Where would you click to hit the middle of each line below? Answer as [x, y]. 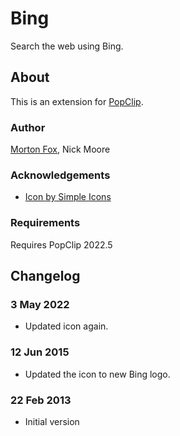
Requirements [45, 223]
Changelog [45, 276]
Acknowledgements [60, 175]
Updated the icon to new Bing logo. [97, 374]
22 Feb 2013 [41, 400]
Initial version [52, 421]
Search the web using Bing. [67, 46]
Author [28, 127]
